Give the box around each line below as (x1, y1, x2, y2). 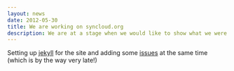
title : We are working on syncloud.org (7, 23, 124, 30)
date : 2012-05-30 (7, 17, 58, 24)
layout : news (7, 10, 46, 17)
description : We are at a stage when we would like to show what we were (7, 29, 228, 37)
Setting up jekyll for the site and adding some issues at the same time (7, 49, 208, 57)
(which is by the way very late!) (7, 56, 98, 65)
